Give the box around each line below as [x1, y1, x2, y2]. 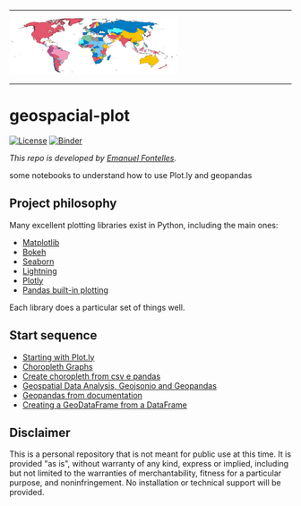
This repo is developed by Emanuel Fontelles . [9, 152, 177, 163]
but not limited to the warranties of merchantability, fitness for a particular [9, 467, 282, 479]
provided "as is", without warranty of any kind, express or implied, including [9, 459, 289, 469]
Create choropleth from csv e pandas [21, 371, 161, 382]
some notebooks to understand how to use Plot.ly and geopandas [9, 169, 253, 180]
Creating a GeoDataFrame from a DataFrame [21, 399, 188, 410]
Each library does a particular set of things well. [9, 302, 185, 313]
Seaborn [21, 256, 55, 267]
